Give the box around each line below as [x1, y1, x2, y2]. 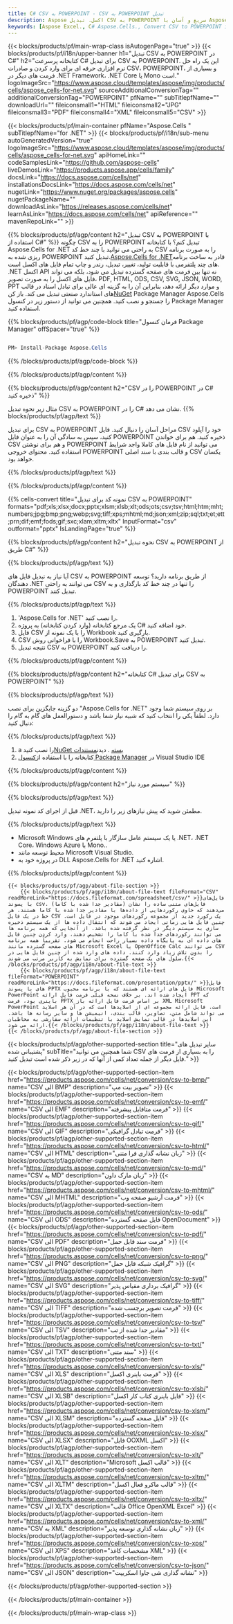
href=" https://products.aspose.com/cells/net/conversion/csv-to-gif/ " [8, 1120, 205, 1128]
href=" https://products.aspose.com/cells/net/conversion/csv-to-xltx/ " [8, 1495, 207, 1503]
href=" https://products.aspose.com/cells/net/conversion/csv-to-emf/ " [8, 1098, 208, 1106]
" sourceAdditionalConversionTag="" [93, 86, 199, 94]
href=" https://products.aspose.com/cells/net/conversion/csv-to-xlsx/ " [8, 1429, 209, 1437]
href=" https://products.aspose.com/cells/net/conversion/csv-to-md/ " [8, 1164, 207, 1172]
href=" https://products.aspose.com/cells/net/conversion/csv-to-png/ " [8, 1252, 209, 1260]
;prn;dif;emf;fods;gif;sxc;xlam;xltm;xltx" [8, 517, 122, 526]
